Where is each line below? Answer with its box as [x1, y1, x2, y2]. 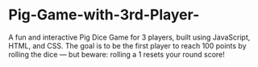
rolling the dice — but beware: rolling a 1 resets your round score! [8, 49, 226, 59]
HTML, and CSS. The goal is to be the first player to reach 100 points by [8, 40, 248, 50]
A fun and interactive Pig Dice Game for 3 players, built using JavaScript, [8, 32, 251, 42]
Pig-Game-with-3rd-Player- [8, 6, 200, 24]
